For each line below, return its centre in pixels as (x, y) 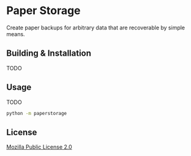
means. (16, 34)
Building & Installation (49, 54)
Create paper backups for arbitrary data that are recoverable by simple (96, 28)
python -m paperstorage (37, 113)
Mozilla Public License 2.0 (39, 147)
